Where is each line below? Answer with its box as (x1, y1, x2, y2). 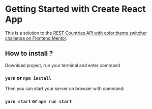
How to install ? (5, 49, 53, 58)
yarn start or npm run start (5, 98, 72, 105)
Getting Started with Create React (5, 3, 146, 15)
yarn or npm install (5, 74, 52, 81)
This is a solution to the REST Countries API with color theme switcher (5, 30, 147, 36)
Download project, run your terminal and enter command (5, 62, 121, 68)
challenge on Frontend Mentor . (5, 35, 67, 41)
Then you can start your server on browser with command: (5, 86, 124, 91)
